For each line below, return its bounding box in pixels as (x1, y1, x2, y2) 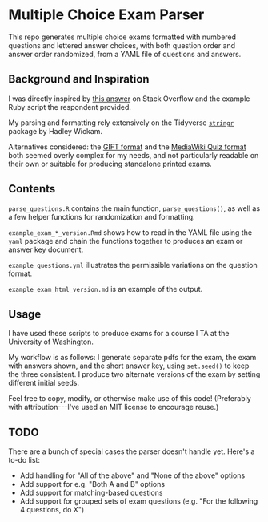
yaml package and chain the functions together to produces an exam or (8, 236, 243, 245)
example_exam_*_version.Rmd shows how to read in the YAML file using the (8, 227, 253, 237)
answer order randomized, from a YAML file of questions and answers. (8, 49, 242, 59)
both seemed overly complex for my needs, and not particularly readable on (8, 150, 259, 160)
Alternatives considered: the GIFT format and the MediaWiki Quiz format (8, 142, 246, 152)
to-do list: (8, 455, 40, 465)
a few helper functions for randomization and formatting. (8, 212, 195, 221)
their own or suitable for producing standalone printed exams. (8, 159, 212, 168)
